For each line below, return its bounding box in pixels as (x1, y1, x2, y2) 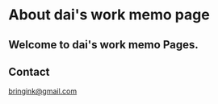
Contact (8, 64, 50, 78)
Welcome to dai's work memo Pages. (8, 38, 199, 52)
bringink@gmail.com (8, 86, 78, 96)
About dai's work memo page (8, 6, 210, 24)
